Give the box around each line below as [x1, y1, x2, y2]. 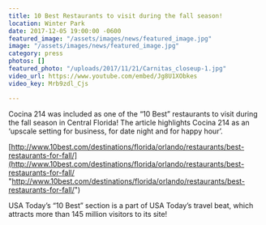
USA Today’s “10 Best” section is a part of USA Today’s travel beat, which [8, 200, 254, 210]
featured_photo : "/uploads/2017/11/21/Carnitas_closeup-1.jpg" [8, 65, 227, 73]
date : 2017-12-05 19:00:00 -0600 [8, 27, 122, 35]
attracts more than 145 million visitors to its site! [8, 209, 168, 219]
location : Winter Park [8, 19, 85, 28]
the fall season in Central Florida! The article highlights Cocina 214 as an [8, 117, 250, 127]
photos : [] [8, 57, 45, 66]
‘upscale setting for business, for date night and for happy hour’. [8, 126, 223, 136]
